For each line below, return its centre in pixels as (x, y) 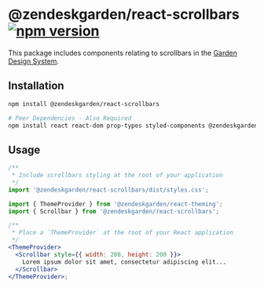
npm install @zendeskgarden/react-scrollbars (84, 104)
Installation (36, 86)
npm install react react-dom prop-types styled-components (107, 126)
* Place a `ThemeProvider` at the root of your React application (123, 233)
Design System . (33, 61)
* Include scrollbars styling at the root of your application (117, 175)
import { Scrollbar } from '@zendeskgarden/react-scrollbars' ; (114, 211)
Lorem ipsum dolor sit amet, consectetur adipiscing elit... (124, 262)
